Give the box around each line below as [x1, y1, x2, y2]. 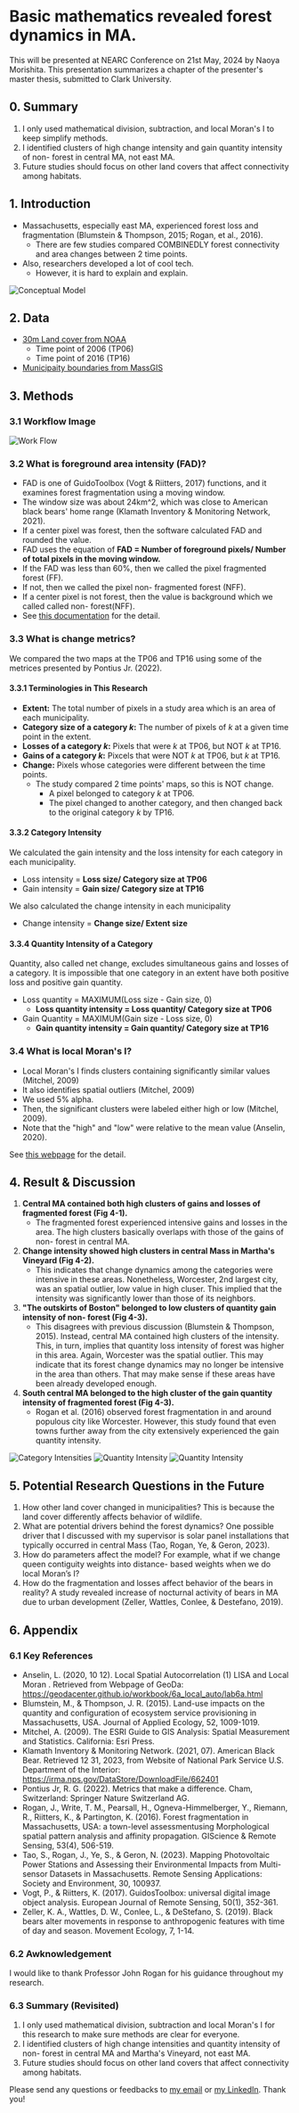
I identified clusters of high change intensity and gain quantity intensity [21, 142, 283, 152]
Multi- [259, 1859, 282, 1870]
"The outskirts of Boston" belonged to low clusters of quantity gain [21, 1303, 277, 1313]
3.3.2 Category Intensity [9, 827, 102, 838]
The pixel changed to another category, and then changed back [48, 797, 283, 808]
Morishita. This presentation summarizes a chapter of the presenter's [9, 64, 263, 75]
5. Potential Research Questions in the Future [9, 1478, 265, 1493]
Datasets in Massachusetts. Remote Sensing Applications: [49, 1868, 263, 1879]
